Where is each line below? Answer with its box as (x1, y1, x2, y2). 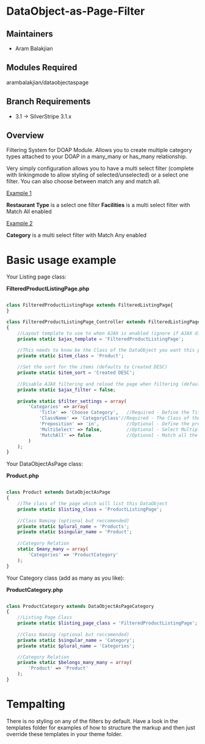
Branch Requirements (6, 97, 91, 107)
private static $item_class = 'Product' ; (17, 352, 124, 359)
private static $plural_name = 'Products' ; (17, 523, 130, 530)
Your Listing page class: (6, 273, 67, 280)
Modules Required (6, 62, 77, 73)
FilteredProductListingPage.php (6, 285, 90, 293)
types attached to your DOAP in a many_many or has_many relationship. (6, 153, 187, 160)
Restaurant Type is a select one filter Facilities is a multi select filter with (6, 202, 190, 209)
